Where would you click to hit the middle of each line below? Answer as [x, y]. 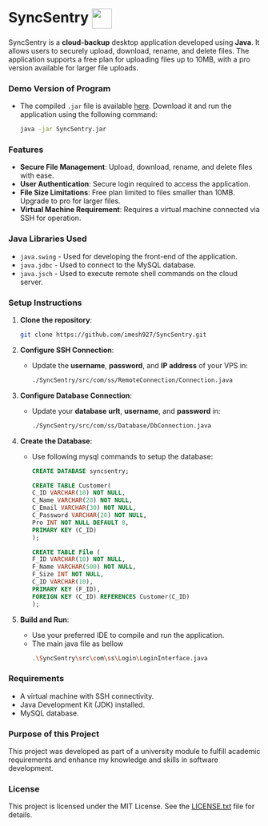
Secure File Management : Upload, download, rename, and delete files [136, 167]
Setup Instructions [45, 303]
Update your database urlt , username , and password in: [126, 411]
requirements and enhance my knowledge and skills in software [113, 760]
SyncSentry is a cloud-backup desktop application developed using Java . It [134, 42]
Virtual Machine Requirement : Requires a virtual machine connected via [140, 210]
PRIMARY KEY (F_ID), [66, 589]
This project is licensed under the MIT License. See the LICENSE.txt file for [132, 806]
